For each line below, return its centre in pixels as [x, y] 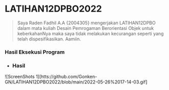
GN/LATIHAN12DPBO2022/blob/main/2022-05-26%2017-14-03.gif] [76, 82]
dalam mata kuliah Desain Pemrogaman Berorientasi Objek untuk [86, 28]
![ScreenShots [20, 77]
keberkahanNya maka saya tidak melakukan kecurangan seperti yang [90, 33]
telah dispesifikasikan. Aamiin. [49, 39]
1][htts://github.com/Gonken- [67, 77]
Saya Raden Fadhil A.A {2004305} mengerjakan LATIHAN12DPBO [87, 23]
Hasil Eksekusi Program [35, 52]
